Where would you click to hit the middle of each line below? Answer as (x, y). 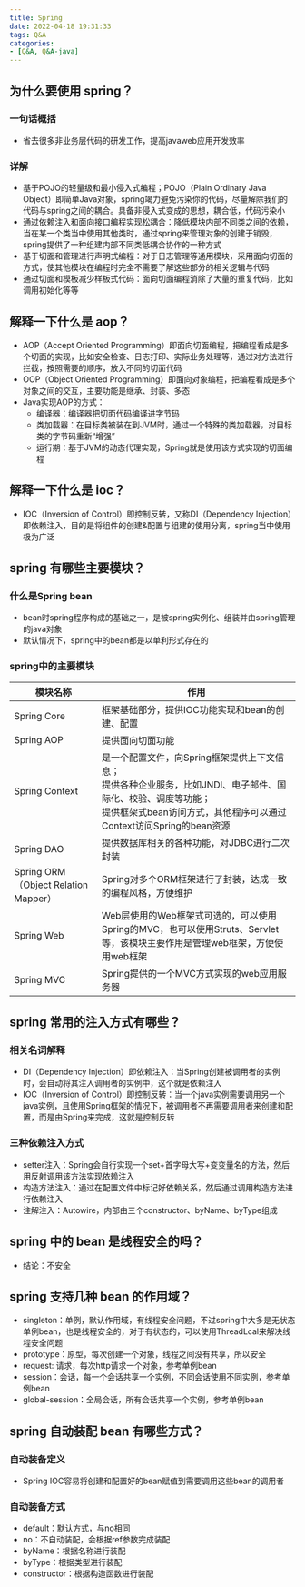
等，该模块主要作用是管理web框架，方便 (188, 942)
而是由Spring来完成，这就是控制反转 (107, 1117)
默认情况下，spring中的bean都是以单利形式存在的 (115, 640)
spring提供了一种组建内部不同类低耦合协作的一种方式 (122, 245)
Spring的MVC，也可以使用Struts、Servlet (190, 929)
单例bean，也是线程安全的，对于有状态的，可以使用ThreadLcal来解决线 (157, 1331)
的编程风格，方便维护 (147, 892)
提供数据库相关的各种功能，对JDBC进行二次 (196, 842)
